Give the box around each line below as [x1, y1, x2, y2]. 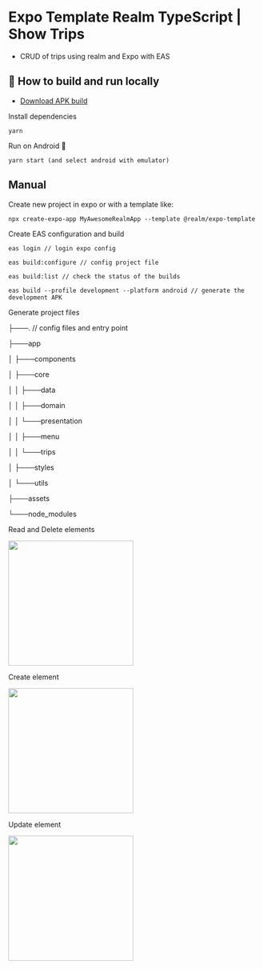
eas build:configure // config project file [8, 258, 159, 266]
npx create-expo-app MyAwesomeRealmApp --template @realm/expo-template [8, 214, 256, 223]
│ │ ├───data [8, 385, 56, 394]
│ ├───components [8, 354, 76, 363]
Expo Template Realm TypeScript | [8, 8, 242, 26]
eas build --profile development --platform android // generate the [8, 286, 245, 294]
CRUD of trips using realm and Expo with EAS [19, 51, 170, 61]
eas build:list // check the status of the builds [8, 272, 181, 280]
